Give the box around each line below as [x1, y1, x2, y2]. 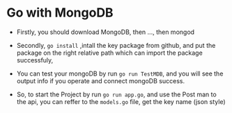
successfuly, [16, 55, 54, 64]
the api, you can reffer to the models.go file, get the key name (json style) [16, 97, 226, 105]
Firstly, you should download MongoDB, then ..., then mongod [16, 28, 195, 36]
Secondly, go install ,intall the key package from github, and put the [16, 41, 216, 49]
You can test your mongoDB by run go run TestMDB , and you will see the [16, 69, 224, 78]
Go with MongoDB [6, 5, 114, 21]
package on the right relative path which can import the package [16, 49, 203, 57]
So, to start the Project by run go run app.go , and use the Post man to [16, 90, 217, 98]
